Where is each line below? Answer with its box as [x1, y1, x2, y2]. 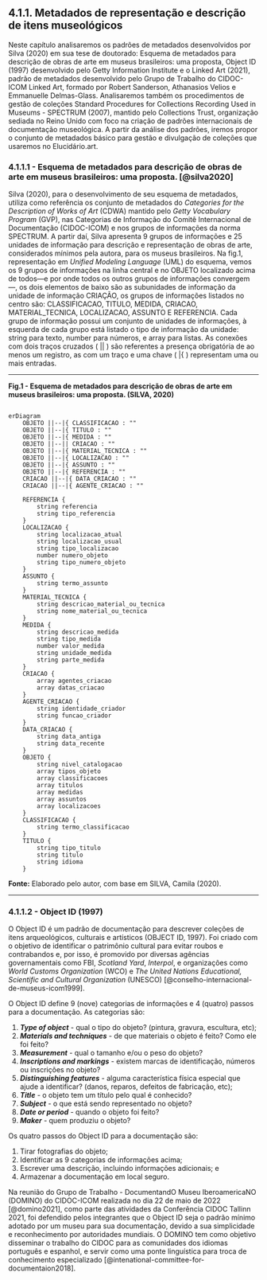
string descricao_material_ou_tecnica [37, 600, 165, 608]
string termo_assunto [37, 580, 109, 587]
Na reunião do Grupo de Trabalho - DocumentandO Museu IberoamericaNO [8, 1188, 257, 1197]
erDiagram [8, 412, 41, 420]
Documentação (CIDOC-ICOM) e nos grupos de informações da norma [8, 223, 241, 233]
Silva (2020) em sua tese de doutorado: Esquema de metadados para [8, 48, 236, 58]
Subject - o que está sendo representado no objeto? [19, 1099, 192, 1109]
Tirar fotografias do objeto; [19, 1146, 109, 1157]
